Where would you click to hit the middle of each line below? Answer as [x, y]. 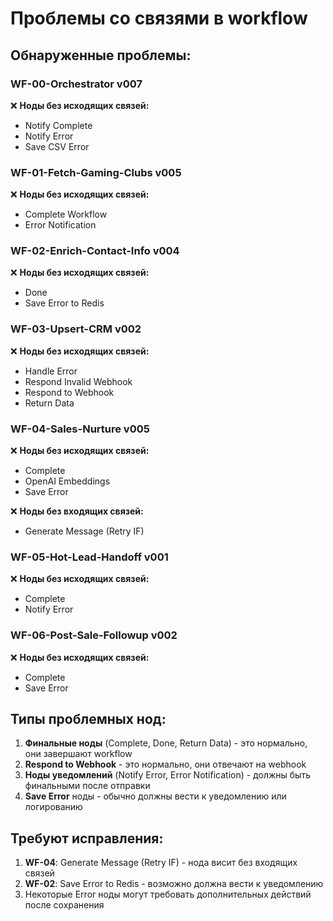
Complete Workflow [66, 214]
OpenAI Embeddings [67, 481]
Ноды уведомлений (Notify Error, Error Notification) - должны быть [167, 775]
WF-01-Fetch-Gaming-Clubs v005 [96, 172]
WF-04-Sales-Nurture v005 [80, 429]
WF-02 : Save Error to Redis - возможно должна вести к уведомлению [174, 884]
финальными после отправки [87, 786]
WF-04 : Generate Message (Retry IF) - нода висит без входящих [161, 863]
